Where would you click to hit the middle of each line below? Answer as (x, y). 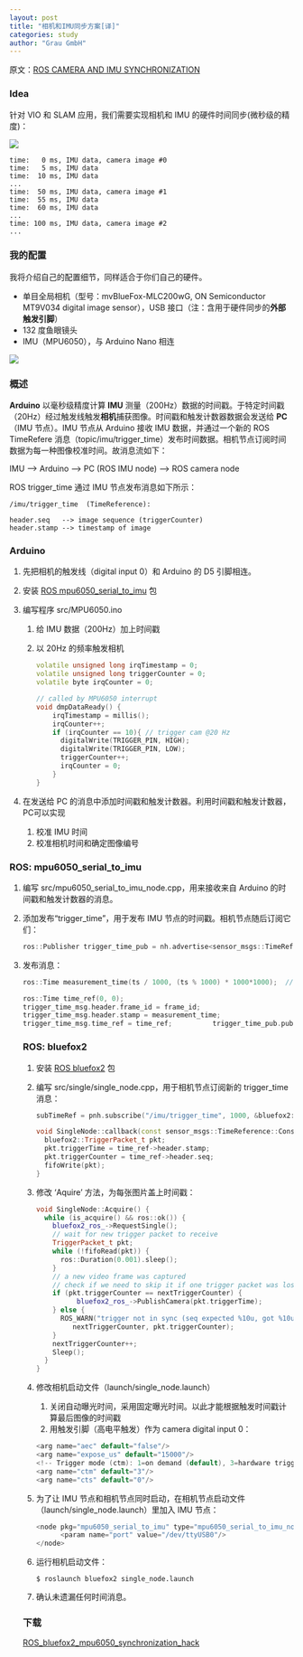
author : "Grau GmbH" (48, 43)
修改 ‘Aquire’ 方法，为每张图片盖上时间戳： (115, 1192)
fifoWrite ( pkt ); (74, 1165)
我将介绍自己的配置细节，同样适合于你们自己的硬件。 (108, 277)
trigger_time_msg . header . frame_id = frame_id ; (111, 1007)
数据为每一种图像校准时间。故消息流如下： (88, 451)
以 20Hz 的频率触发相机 (80, 648)
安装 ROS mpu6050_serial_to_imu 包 (90, 591)
